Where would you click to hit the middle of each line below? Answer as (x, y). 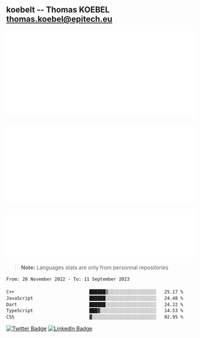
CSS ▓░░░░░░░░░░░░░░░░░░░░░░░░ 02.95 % (95, 317)
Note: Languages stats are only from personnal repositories (95, 268)
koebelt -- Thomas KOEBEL (58, 10)
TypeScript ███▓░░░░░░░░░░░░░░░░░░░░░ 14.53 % (95, 311)
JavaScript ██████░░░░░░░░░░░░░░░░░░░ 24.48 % (95, 298)
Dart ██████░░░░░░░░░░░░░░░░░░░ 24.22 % (95, 304)
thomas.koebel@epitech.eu (59, 19)
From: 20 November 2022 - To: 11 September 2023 (68, 279)
